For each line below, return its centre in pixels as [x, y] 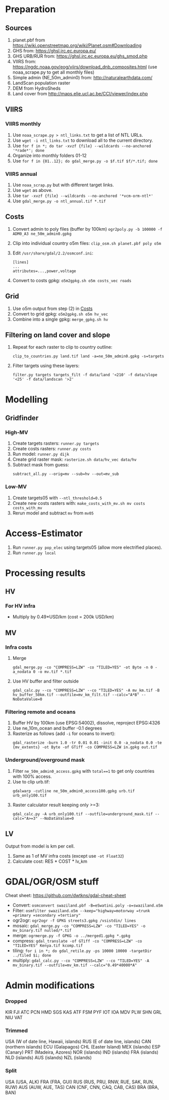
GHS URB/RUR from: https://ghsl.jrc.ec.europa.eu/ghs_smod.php [80, 56]
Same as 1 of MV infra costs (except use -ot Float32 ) [68, 856]
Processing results [45, 573]
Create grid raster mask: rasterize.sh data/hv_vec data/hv [75, 459]
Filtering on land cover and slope [58, 335]
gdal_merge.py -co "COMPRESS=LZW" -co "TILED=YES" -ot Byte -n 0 [82, 667]
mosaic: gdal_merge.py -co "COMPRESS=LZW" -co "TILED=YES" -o [79, 926]
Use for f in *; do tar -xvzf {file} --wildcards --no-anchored [82, 145]
